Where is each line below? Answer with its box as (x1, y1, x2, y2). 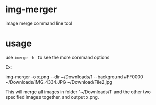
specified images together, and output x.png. (5, 94, 99, 100)
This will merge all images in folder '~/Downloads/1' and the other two (5, 89, 151, 95)
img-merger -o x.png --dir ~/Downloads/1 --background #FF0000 (5, 74, 143, 80)
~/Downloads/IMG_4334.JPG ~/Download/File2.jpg (5, 79, 112, 85)
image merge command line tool (5, 20, 72, 26)
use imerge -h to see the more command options (5, 54, 110, 60)
